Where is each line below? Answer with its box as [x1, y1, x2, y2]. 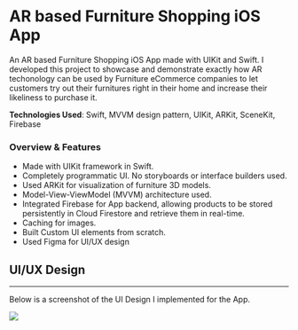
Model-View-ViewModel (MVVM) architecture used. [21, 189, 212, 200]
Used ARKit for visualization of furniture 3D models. [21, 180, 211, 191]
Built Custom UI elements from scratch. [21, 227, 167, 238]
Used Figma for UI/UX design [21, 237, 130, 247]
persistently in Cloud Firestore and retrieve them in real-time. [21, 208, 246, 219]
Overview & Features [9, 140, 102, 153]
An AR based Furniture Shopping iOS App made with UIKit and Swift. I [9, 54, 264, 65]
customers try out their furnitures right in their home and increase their [9, 82, 268, 93]
